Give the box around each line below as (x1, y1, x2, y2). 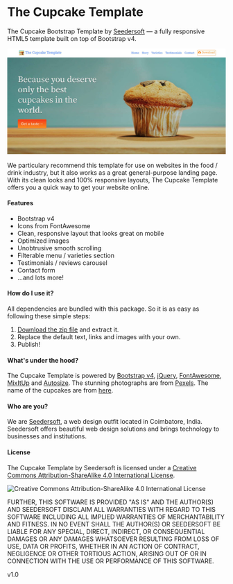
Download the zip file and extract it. (17, 325, 119, 334)
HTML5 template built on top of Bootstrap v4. (7, 34, 137, 42)
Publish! (17, 340, 41, 348)
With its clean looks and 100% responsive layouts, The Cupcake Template (7, 175, 218, 184)
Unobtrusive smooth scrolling (17, 243, 102, 252)
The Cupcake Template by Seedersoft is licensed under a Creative (7, 463, 197, 472)
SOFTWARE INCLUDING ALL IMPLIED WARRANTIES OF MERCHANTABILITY (7, 513, 225, 521)
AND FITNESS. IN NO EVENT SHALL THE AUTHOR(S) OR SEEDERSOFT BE (7, 519, 221, 528)
